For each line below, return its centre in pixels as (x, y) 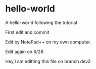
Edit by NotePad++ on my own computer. (48, 42)
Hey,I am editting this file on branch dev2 (48, 61)
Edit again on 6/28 (25, 51)
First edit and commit (27, 32)
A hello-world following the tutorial (41, 22)
